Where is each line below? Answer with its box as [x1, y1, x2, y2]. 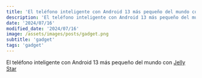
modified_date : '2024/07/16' [6, 25, 79, 32]
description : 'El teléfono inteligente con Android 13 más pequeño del [6, 14, 189, 20]
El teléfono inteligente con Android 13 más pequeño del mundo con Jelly [6, 58, 186, 66]
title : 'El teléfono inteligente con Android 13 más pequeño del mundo [6, 8, 189, 15]
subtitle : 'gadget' [6, 37, 55, 43]
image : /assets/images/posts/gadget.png [6, 31, 109, 37]
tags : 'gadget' [6, 43, 44, 49]
